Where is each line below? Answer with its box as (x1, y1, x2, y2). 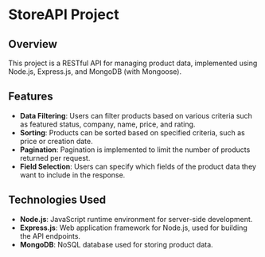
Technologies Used (8, 193, 106, 207)
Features (8, 90, 53, 103)
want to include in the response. (19, 169, 126, 180)
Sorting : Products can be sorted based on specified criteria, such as (19, 127, 245, 137)
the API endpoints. (19, 231, 81, 240)
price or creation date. (19, 136, 93, 146)
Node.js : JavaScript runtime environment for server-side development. (19, 214, 253, 224)
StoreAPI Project (8, 6, 119, 24)
